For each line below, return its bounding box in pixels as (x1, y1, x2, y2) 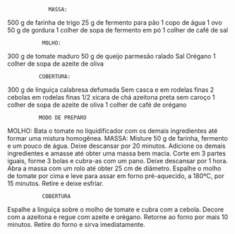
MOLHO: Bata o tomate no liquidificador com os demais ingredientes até (7, 127, 218, 135)
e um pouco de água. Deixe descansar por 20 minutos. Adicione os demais (7, 141, 226, 150)
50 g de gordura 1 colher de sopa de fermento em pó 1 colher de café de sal (7, 26, 228, 34)
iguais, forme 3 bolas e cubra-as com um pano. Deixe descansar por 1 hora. (7, 157, 228, 165)
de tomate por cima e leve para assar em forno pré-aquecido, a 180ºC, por (7, 172, 224, 180)
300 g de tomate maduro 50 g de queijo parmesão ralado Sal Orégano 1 (7, 52, 216, 60)
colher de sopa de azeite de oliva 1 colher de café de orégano (7, 100, 187, 109)
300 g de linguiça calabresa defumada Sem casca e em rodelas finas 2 (7, 86, 215, 94)
